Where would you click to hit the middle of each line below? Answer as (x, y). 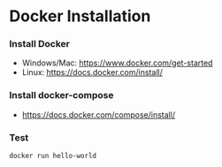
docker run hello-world (53, 156)
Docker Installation (80, 16)
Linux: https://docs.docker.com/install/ (92, 72)
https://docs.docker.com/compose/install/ (98, 114)
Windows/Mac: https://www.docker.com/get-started (117, 63)
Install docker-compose (61, 95)
